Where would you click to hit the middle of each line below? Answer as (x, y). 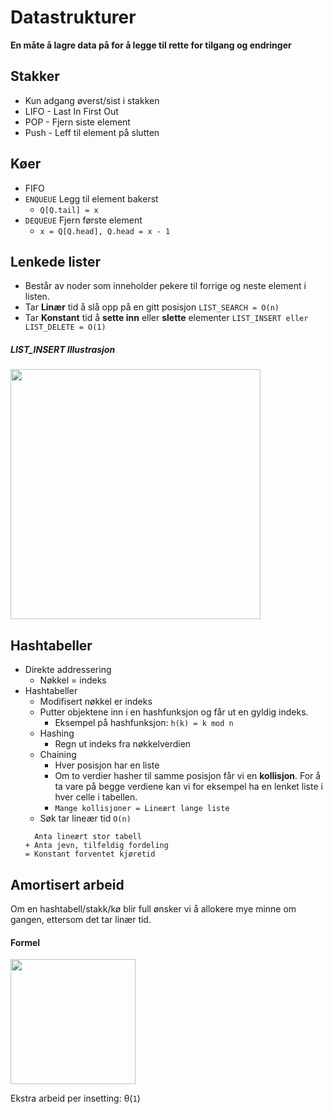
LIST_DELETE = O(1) (65, 327)
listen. (37, 297)
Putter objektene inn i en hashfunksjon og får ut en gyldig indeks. (174, 712)
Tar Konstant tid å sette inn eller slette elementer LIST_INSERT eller (166, 318)
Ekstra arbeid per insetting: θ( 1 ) (75, 1098)
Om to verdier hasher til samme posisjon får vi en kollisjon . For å (188, 776)
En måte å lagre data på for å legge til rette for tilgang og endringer (151, 45)
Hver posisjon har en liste (107, 765)
